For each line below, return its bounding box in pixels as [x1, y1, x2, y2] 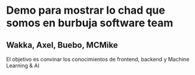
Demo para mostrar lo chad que [6, 4, 165, 17]
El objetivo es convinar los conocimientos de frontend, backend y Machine [6, 56, 190, 62]
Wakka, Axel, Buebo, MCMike [6, 40, 118, 50]
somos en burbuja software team [6, 16, 174, 30]
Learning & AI [6, 62, 40, 69]
